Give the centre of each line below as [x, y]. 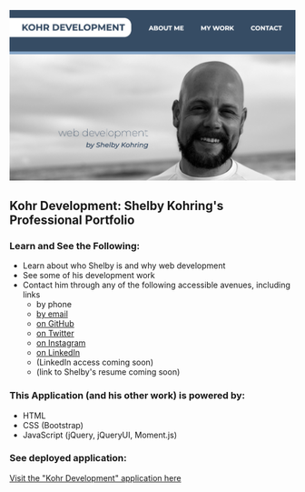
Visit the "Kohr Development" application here [95, 477]
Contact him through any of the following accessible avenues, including [156, 285]
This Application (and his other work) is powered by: [128, 396]
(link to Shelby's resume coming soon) [108, 372]
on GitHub [55, 324]
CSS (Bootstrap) [53, 425]
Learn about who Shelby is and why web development [124, 266]
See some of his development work [89, 276]
